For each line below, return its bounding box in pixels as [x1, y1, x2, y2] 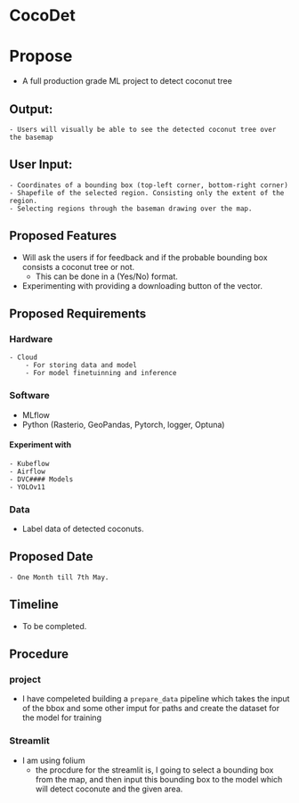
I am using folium [21, 755, 85, 766]
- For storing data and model [25, 361, 138, 370]
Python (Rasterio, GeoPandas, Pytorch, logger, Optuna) [21, 419, 225, 430]
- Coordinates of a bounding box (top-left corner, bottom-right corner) [9, 180, 289, 190]
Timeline [9, 597, 60, 612]
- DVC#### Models [9, 474, 74, 484]
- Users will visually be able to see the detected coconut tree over [9, 125, 277, 134]
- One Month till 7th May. [9, 572, 109, 582]
